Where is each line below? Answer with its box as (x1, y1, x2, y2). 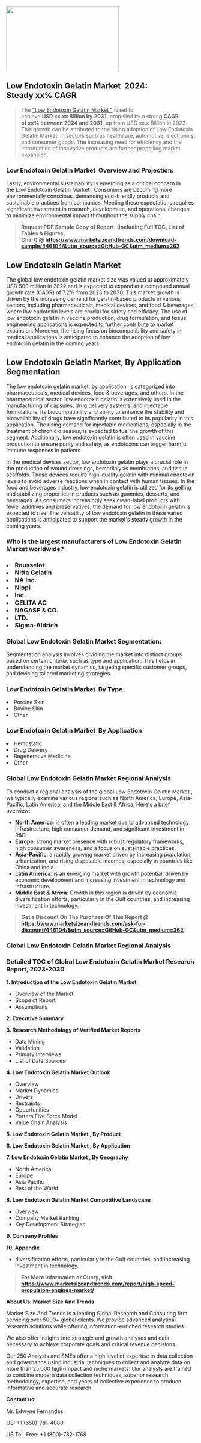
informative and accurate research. (6, 1384, 93, 1391)
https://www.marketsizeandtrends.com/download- (45, 236, 177, 244)
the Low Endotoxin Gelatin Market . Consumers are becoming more (6, 186, 172, 194)
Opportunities (14, 1106, 49, 1113)
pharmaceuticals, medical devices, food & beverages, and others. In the (6, 389, 184, 396)
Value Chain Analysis (14, 1119, 67, 1126)
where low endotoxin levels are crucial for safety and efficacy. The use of (6, 307, 188, 315)
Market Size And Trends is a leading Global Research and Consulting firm (6, 1309, 188, 1317)
